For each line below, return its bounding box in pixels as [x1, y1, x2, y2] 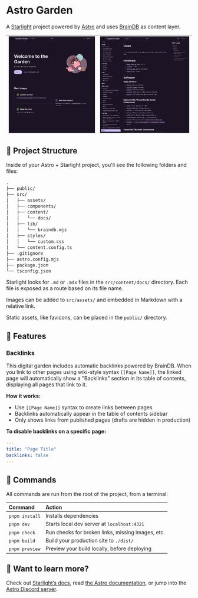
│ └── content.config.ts [6, 245, 72, 251]
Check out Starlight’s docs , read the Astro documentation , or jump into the [6, 579, 187, 587]
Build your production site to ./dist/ [45, 537, 134, 544]
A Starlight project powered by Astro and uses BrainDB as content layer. [6, 23, 181, 30]
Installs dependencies [45, 512, 99, 520]
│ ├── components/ [6, 203, 57, 209]
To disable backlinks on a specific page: [6, 428, 107, 435]
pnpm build [8, 538, 35, 544]
